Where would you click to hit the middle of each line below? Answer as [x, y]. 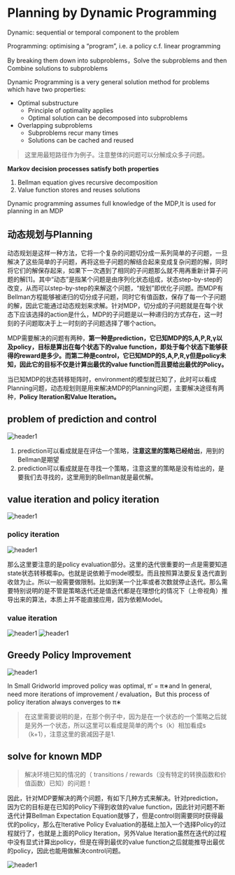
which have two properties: [47, 89]
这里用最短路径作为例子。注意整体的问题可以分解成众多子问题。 [116, 154]
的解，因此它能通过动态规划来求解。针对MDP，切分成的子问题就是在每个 [112, 305]
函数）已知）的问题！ [61, 783]
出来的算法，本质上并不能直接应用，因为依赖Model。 [90, 599]
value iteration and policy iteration [83, 499]
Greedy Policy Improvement [69, 655]
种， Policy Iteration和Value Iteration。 [64, 396]
